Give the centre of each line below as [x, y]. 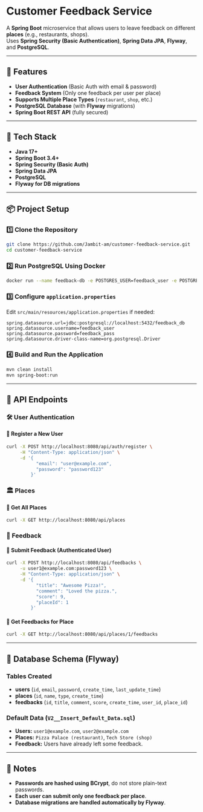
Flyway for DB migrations [47, 183]
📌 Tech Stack [31, 137]
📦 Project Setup [38, 209]
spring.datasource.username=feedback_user [60, 329]
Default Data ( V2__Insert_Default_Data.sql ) [71, 718]
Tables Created [29, 676]
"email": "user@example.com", [74, 463]
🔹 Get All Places [27, 507]
